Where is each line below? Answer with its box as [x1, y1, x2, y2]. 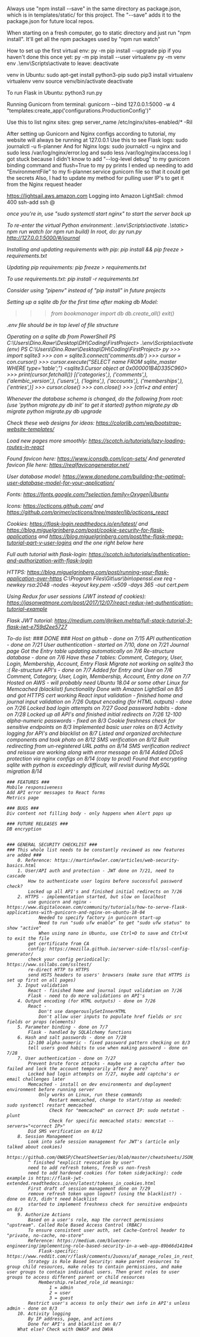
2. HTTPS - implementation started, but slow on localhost [17, 894, 167, 900]
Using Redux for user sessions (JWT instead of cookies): [7, 593, 146, 600]
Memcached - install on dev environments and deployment [28, 1082, 172, 1087]
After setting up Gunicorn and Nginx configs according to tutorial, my [7, 130, 176, 137]
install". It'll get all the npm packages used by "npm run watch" [7, 36, 161, 42]
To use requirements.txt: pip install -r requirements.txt [7, 275, 139, 282]
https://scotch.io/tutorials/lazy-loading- [88, 437, 186, 444]
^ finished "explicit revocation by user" [28, 1160, 135, 1165]
